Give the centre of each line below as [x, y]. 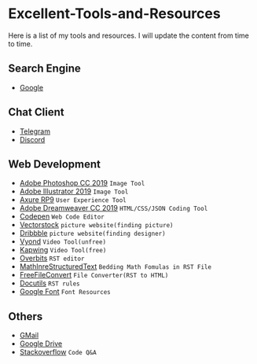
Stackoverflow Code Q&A [58, 352]
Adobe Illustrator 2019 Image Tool [74, 191]
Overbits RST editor [52, 258]
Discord [32, 139]
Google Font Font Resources [65, 292]
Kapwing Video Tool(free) [63, 250]
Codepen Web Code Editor [62, 216]
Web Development [54, 164]
